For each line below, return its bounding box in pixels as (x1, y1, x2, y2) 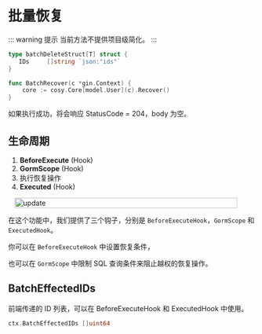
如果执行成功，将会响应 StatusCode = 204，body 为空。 (8, 109, 191, 119)
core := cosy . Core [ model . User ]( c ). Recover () (22, 86, 170, 94)
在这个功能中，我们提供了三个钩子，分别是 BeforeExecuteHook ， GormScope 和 (8, 215, 255, 225)
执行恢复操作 (19, 174, 61, 182)
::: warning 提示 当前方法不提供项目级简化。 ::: (8, 35, 158, 44)
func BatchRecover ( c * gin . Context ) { (8, 79, 132, 87)
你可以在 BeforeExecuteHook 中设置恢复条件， (8, 242, 155, 251)
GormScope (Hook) (19, 164, 84, 173)
